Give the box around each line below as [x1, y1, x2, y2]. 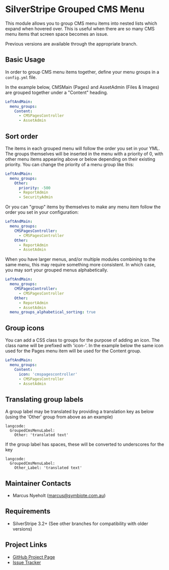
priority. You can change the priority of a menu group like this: [5, 161, 135, 167]
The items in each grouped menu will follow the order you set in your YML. [5, 145, 160, 151]
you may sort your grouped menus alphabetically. [5, 267, 108, 273]
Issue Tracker [12, 559, 41, 565]
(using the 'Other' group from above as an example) [5, 414, 114, 420]
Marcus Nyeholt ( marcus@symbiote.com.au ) [12, 493, 106, 498]
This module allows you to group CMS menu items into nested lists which [5, 20, 157, 26]
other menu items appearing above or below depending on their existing [5, 156, 155, 162]
